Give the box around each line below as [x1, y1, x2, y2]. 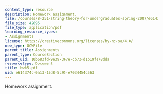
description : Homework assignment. [5, 12, 77, 16]
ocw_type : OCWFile [5, 43, 42, 48]
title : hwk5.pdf [5, 66, 38, 71]
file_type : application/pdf [5, 25, 62, 30]
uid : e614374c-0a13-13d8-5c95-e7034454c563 [5, 70, 95, 75]
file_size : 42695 [5, 20, 40, 26]
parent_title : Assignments [5, 47, 60, 52]
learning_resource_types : [5, 30, 57, 34]
